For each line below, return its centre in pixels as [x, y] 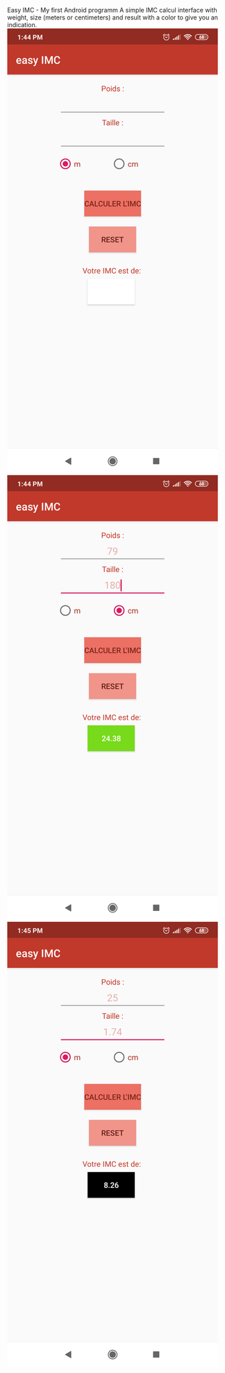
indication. [22, 25]
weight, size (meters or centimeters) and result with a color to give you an [113, 17]
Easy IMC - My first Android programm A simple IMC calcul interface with [112, 10]
